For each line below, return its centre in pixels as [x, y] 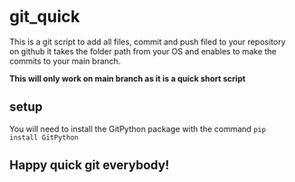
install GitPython [44, 138]
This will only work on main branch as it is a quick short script [128, 78]
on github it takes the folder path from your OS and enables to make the [143, 51]
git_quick [45, 17]
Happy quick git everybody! [90, 165]
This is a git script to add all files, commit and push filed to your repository [148, 42]
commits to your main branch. [65, 61]
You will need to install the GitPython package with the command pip [138, 129]
